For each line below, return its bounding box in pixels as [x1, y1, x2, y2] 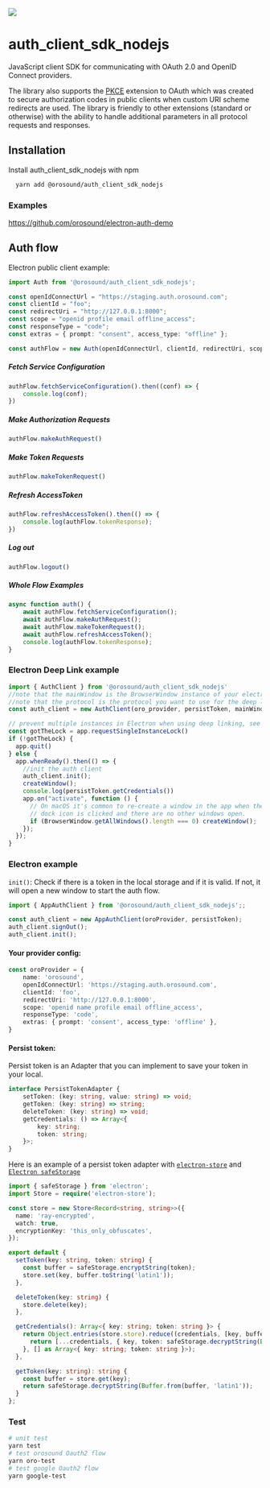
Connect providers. [8, 70, 72, 80]
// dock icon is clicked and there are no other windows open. [29, 809, 247, 817]
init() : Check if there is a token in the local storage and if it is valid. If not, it [8, 877, 261, 887]
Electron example [8, 858, 78, 870]
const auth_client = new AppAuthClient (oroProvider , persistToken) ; [8, 916, 243, 924]
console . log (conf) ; [22, 390, 88, 398]
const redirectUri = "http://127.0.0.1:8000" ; [8, 308, 167, 316]
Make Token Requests [8, 452, 84, 462]
